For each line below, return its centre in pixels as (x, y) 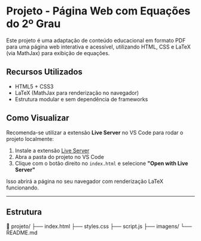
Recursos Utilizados (44, 72)
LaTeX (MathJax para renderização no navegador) (77, 93)
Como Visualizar (38, 118)
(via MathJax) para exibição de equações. (58, 53)
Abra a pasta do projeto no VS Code (60, 156)
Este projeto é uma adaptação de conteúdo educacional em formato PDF (96, 40)
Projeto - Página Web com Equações (98, 11)
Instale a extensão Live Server (52, 150)
